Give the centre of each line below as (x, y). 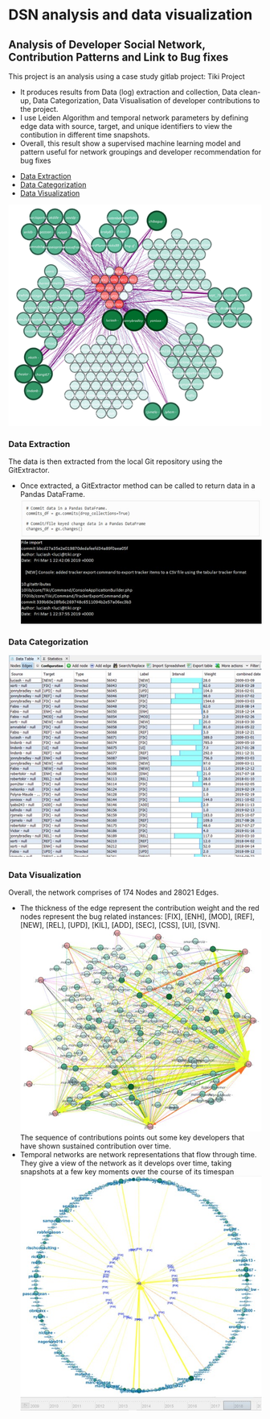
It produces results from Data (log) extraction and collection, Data (129, 92)
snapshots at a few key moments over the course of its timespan (127, 1171)
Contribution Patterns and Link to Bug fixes (119, 57)
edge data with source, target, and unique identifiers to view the (126, 126)
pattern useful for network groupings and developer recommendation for (141, 152)
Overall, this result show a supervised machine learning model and (130, 143)
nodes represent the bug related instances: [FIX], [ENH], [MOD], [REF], (137, 916)
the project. (39, 109)
